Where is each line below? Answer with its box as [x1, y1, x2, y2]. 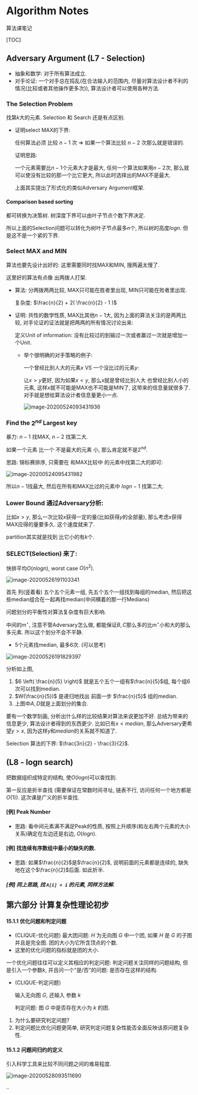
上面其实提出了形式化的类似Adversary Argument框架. [14, 184, 145, 192]
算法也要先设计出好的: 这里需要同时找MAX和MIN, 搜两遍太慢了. [6, 261, 160, 268]
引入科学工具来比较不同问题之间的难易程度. [6, 1060, 112, 1068]
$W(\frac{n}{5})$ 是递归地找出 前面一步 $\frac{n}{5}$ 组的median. [14, 692, 178, 699]
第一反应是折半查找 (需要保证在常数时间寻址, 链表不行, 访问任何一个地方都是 [6, 786, 191, 793]
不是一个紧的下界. [16, 232, 60, 239]
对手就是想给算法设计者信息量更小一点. [23, 391, 119, 399]
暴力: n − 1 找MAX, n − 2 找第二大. [6, 433, 89, 440]
